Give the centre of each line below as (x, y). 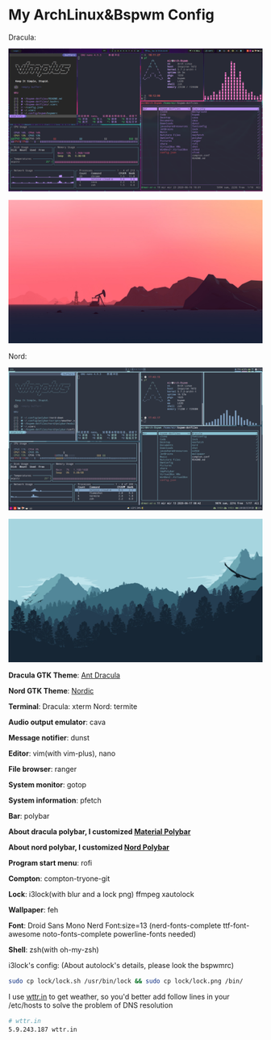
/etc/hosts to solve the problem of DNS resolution (91, 1005)
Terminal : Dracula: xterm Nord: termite (73, 706)
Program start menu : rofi (50, 862)
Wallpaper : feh (33, 909)
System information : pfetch (55, 800)
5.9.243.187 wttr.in (43, 1030)
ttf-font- (236, 925)
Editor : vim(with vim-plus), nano (62, 753)
